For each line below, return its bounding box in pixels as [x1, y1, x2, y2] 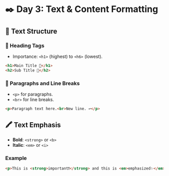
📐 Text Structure [5, 27, 58, 35]
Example [5, 154, 27, 161]
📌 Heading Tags [5, 42, 45, 49]
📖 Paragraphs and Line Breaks [5, 79, 80, 86]
